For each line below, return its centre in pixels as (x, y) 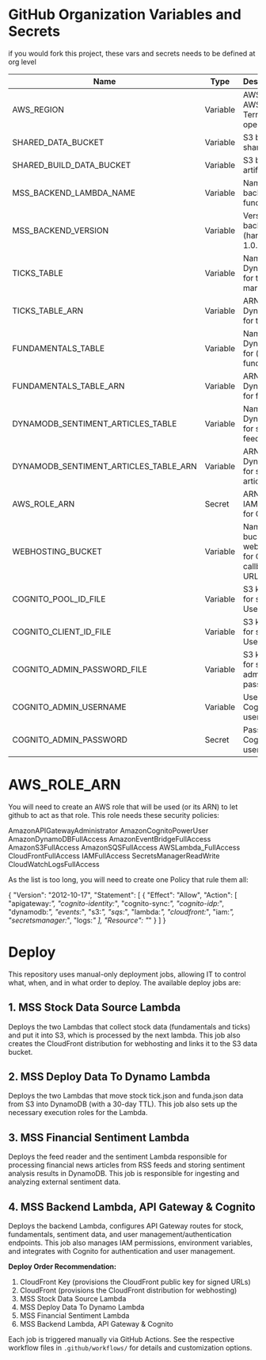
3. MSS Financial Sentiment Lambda (99, 1138)
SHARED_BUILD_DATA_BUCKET (72, 165)
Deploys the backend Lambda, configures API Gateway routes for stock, (126, 1226)
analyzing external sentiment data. (65, 1182)
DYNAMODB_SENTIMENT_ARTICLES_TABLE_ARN (105, 466)
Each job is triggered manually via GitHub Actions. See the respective (122, 1339)
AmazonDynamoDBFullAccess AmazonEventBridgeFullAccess (110, 839)
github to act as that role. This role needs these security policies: (114, 815)
